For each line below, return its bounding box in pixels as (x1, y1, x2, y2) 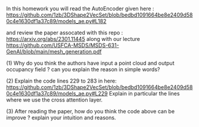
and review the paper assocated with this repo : (6, 29, 123, 36)
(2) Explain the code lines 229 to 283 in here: (6, 77, 117, 84)
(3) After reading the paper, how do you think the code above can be (6, 108, 175, 115)
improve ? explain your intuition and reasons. (6, 114, 116, 121)
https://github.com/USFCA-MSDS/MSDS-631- (6, 42, 119, 49)
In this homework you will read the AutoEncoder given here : (6, 5, 154, 12)
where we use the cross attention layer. (6, 96, 103, 103)
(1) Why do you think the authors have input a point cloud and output (6, 59, 175, 66)
